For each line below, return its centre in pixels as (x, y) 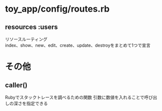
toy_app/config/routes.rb (57, 9)
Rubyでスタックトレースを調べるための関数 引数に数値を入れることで (75, 97)
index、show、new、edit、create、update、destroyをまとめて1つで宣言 (78, 45)
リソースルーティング (26, 39)
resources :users (31, 27)
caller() (16, 85)
